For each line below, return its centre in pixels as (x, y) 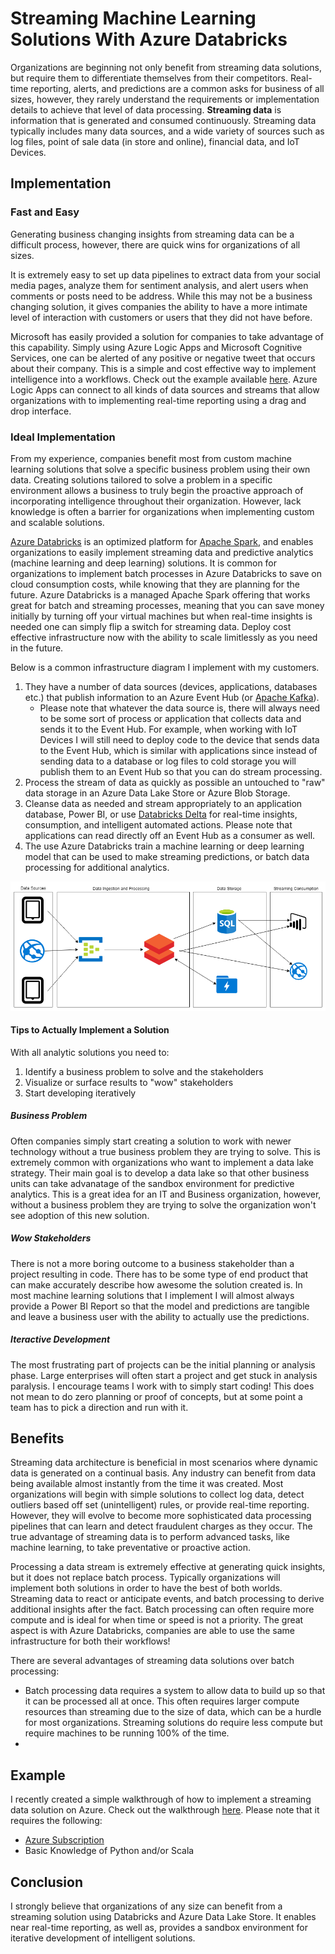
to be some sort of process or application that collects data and (170, 718)
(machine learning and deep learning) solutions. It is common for (144, 563)
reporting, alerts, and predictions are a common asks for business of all (177, 88)
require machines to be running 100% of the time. (127, 1733)
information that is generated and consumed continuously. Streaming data (163, 120)
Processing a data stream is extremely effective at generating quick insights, (168, 1567)
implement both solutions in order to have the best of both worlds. (146, 1588)
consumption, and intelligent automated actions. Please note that (158, 824)
